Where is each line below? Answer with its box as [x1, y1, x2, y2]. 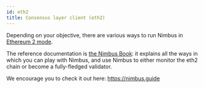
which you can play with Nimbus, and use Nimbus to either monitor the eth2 [6, 56, 198, 64]
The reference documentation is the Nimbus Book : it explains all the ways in [6, 50, 198, 57]
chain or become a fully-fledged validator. [6, 62, 112, 70]
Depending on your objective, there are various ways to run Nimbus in [6, 31, 183, 38]
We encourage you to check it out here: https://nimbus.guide [6, 75, 161, 82]
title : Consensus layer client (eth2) [6, 15, 105, 21]
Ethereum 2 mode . [6, 38, 53, 45]
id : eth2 [6, 9, 29, 15]
